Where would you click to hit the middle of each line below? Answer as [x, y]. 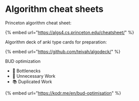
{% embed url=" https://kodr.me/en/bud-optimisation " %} [63, 93]
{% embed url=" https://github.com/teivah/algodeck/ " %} [63, 51]
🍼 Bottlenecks [26, 71]
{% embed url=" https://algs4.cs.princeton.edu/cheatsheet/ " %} [70, 32]
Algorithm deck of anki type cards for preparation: [56, 42]
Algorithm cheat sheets [54, 9]
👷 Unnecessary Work [34, 76]
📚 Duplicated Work [32, 81]
